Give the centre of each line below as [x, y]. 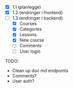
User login [30, 51]
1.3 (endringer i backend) [37, 18]
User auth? [23, 81]
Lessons [28, 35]
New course [32, 40]
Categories [31, 29]
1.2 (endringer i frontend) [37, 13]
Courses [28, 23]
